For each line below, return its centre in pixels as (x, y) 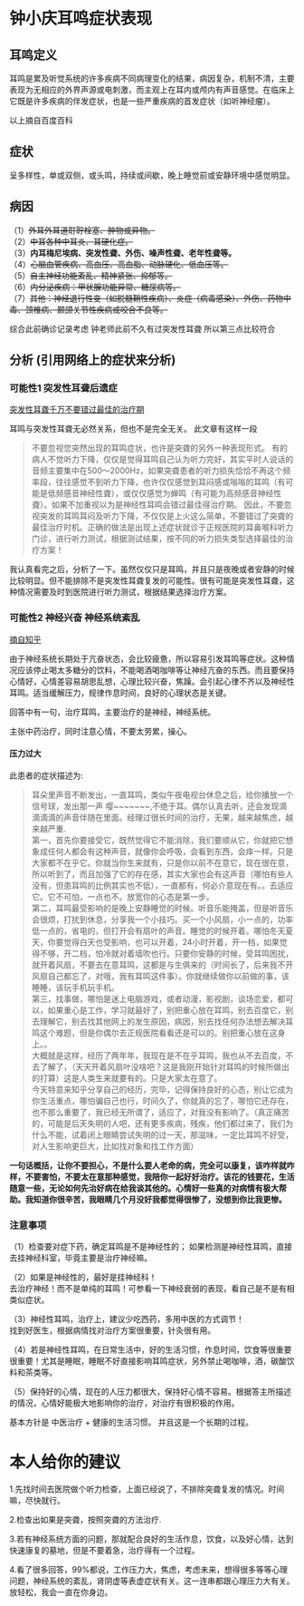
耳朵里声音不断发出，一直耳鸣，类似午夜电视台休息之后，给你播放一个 (162, 794)
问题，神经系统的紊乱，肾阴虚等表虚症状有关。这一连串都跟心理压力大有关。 (152, 1581)
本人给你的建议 (65, 1462)
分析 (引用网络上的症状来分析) (93, 360)
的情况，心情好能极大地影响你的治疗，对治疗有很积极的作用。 (124, 1403)
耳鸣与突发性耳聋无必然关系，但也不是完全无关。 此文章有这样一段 (133, 429)
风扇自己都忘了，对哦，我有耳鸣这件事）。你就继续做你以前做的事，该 (160, 976)
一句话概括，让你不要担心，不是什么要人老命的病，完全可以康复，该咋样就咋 (152, 1165)
